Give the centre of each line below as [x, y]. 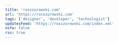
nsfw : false [17, 28]
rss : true [15, 33]
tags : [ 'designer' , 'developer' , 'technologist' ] [58, 19]
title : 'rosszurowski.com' [33, 10]
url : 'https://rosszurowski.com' [40, 14]
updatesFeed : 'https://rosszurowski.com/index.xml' [59, 23]
